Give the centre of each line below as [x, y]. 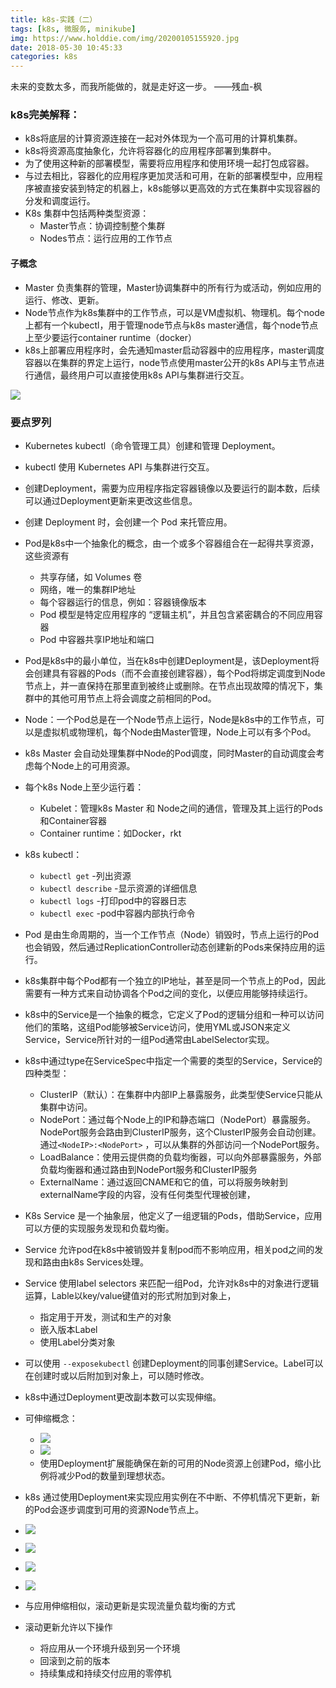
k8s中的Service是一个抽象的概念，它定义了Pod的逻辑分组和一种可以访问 [174, 1014]
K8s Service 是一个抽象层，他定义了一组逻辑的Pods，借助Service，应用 [173, 1215]
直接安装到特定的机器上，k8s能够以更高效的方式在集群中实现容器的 [181, 188]
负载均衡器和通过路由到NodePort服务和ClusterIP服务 [148, 1169]
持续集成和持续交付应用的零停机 [105, 1673]
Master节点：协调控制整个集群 [102, 226]
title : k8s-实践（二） [54, 19]
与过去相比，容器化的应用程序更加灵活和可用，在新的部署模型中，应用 [169, 176]
